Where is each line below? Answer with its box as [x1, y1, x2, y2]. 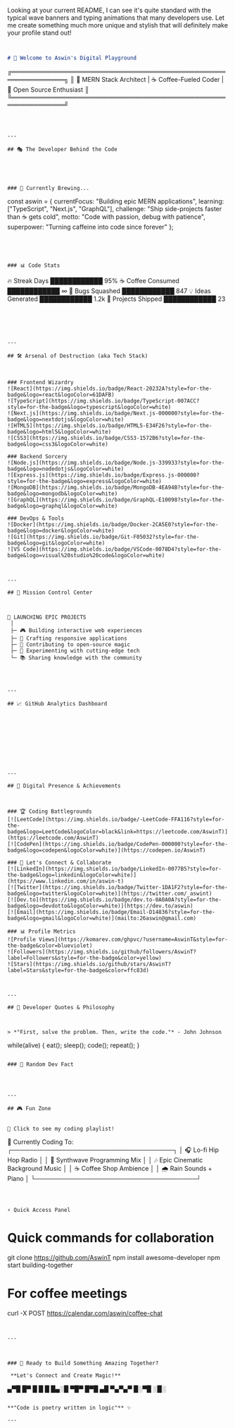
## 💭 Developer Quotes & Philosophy [7, 1004, 115, 1011]
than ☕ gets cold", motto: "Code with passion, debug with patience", [7, 212, 205, 221]
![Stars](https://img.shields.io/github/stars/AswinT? [7, 960, 172, 968]
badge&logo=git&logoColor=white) [7, 540, 106, 547]
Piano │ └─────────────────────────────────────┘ [7, 1174, 202, 1182]
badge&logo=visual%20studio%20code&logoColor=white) [7, 552, 165, 559]
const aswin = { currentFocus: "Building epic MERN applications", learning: [7, 197, 224, 206]
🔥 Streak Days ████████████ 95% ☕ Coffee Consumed [7, 276, 179, 285]
